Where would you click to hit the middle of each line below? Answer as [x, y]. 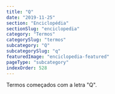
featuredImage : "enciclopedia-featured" [58, 57]
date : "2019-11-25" [31, 17]
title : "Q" [20, 12]
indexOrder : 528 [27, 68]
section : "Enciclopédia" [38, 23]
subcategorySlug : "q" [34, 51]
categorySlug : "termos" [36, 40]
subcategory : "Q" [28, 46]
